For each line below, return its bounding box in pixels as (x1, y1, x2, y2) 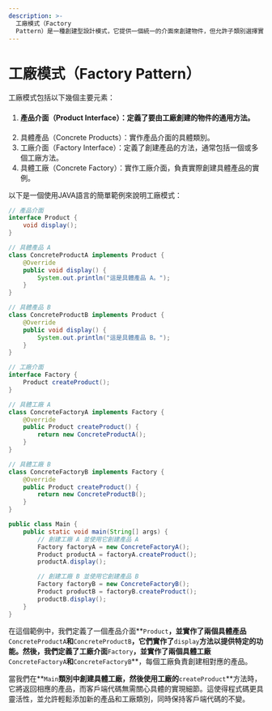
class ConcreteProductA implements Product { (8, 251, 164, 259)
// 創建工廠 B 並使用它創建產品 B (37, 572, 139, 580)
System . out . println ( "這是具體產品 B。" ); (37, 333, 171, 341)
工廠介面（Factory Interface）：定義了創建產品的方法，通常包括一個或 (19, 143, 252, 152)
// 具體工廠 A (8, 400, 51, 409)
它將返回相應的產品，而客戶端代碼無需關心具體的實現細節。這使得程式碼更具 (8, 683, 264, 693)
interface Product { (8, 214, 79, 222)
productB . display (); (37, 595, 107, 603)
